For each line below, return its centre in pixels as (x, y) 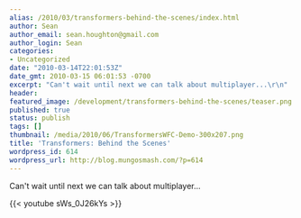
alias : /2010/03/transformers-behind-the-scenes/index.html (125, 18)
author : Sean (34, 26)
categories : (32, 51)
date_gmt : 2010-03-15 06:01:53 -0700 (80, 77)
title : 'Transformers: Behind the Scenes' (90, 143)
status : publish (40, 118)
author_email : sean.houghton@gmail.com (84, 34)
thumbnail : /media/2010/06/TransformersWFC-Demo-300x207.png (127, 135)
